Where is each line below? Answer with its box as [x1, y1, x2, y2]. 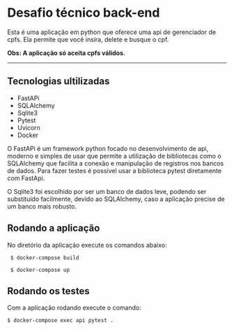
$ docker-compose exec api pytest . [7, 317, 114, 324]
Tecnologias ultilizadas [7, 75, 110, 88]
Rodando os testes [7, 285, 91, 297]
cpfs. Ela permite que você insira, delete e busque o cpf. [7, 35, 169, 43]
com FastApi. [7, 174, 45, 182]
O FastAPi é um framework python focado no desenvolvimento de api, [7, 144, 209, 152]
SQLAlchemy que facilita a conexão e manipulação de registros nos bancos [7, 159, 224, 168]
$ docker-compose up [10, 266, 70, 273]
